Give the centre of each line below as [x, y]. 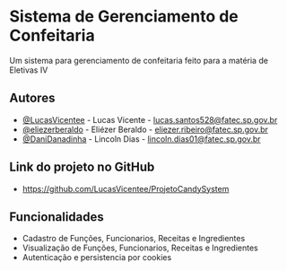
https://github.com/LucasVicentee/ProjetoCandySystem [126, 188]
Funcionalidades [57, 217]
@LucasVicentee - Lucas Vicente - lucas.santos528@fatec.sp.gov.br [150, 119]
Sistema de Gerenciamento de [124, 17]
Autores [32, 98]
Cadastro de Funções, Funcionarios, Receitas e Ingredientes [134, 239]
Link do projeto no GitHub [82, 167]
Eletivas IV [29, 70]
